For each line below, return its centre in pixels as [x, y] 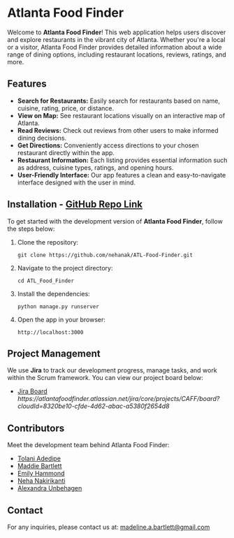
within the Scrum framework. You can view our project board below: [105, 378]
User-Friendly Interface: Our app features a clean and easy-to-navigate [122, 175]
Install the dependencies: [54, 293]
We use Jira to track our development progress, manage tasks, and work [112, 370]
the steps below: [31, 228]
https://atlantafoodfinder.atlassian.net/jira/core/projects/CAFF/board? [118, 399]
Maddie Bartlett [39, 466]
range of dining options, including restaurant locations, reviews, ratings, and [117, 54]
